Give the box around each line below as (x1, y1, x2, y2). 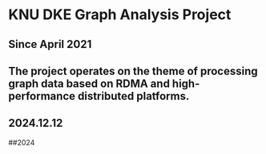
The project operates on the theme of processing (8, 64, 258, 77)
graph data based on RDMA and (8, 77, 171, 90)
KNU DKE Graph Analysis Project (8, 6, 232, 24)
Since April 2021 (8, 38, 92, 51)
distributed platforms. (77, 89, 190, 103)
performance (8, 89, 76, 103)
